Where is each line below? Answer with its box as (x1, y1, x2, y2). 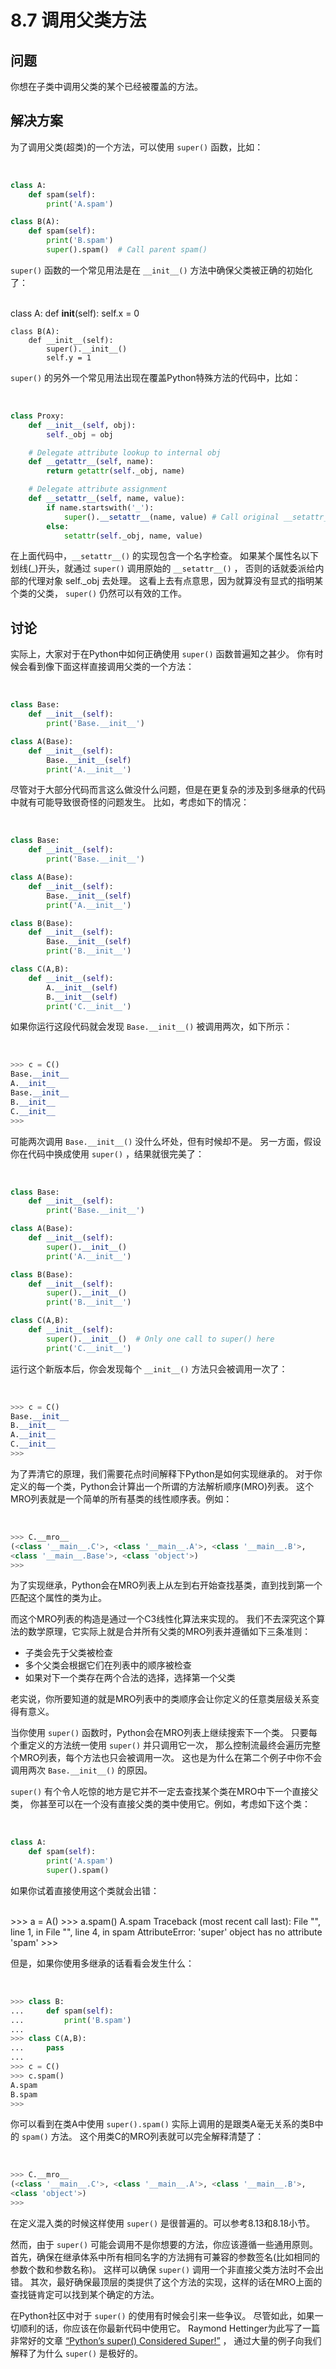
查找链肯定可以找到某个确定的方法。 (10, 2288, 160, 2300)
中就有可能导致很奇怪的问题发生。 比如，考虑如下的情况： (10, 796, 250, 808)
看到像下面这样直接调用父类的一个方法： (27, 661, 195, 673)
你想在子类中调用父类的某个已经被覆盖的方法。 (10, 81, 203, 92)
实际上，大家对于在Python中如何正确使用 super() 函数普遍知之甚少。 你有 (10, 648, 315, 660)
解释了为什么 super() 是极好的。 (10, 2347, 143, 2359)
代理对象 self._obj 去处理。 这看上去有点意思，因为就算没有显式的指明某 (27, 575, 323, 587)
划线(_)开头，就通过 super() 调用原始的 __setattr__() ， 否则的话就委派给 (10, 562, 316, 575)
